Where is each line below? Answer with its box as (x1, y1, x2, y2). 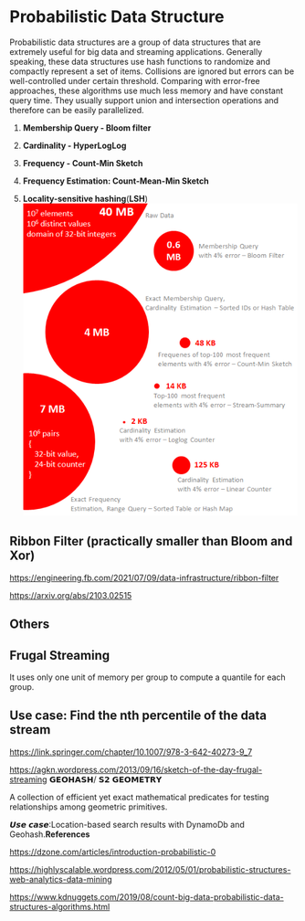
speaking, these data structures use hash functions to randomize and (9, 56, 271, 67)
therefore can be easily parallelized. (9, 104, 144, 115)
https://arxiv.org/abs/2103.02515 (9, 589, 132, 600)
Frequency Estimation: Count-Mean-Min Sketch (22, 175, 210, 186)
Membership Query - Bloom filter (22, 122, 152, 133)
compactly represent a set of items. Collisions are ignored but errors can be (9, 66, 295, 77)
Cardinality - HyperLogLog (22, 140, 127, 151)
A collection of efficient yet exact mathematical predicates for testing (9, 791, 269, 802)
